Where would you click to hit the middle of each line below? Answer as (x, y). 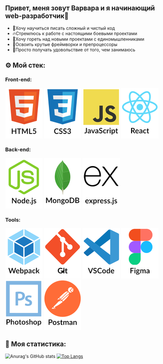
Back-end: (18, 149)
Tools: (13, 219)
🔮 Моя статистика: (36, 344)
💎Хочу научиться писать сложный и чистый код (64, 28)
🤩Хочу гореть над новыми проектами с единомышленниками (78, 39)
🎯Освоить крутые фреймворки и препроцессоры (65, 44)
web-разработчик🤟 (37, 16)
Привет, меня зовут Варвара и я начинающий (80, 8)
